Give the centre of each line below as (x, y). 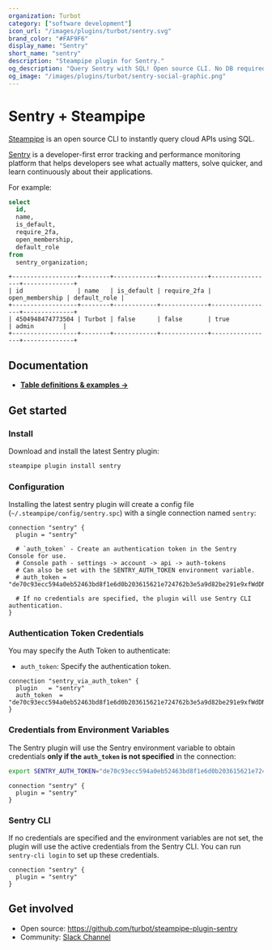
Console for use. (38, 556)
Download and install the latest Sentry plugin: (84, 451)
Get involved (41, 909)
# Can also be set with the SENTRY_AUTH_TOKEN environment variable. (135, 571)
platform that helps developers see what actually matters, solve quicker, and (136, 163)
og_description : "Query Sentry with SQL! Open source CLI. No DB (121, 69)
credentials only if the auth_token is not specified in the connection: (122, 756)
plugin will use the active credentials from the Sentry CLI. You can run (125, 846)
